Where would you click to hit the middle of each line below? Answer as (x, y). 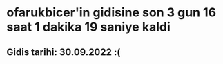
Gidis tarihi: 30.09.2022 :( (64, 52)
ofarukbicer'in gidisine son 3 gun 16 (111, 13)
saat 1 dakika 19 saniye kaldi (88, 27)
